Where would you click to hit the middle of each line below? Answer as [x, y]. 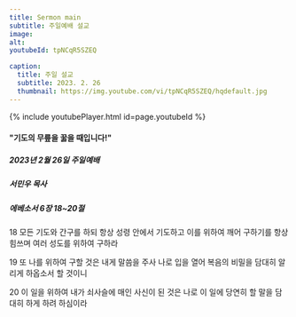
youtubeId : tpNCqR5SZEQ [53, 51]
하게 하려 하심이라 [56, 303]
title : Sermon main [45, 17]
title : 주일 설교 [45, 75]
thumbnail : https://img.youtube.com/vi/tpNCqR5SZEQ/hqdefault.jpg [142, 91]
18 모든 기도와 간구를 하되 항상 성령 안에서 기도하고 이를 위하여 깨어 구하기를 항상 [149, 232]
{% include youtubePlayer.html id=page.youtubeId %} [108, 116]
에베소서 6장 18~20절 [47, 208]
